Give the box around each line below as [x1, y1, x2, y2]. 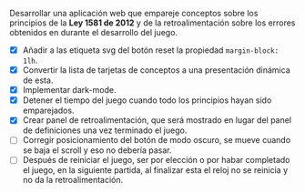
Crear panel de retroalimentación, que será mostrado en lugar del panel [22, 115, 292, 126]
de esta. [22, 75, 54, 86]
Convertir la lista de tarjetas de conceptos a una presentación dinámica [22, 65, 290, 76]
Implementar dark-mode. [22, 85, 117, 96]
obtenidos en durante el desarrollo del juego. [9, 27, 178, 37]
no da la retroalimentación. [22, 175, 124, 186]
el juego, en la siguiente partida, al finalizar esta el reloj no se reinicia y [22, 165, 289, 176]
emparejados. [22, 105, 75, 116]
